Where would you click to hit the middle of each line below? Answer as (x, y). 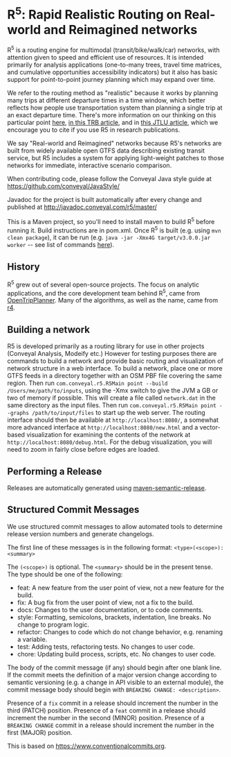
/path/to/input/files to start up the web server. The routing (119, 413)
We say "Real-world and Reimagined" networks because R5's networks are (114, 143)
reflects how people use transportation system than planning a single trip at (115, 108)
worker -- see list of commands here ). (61, 245)
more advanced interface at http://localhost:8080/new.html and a (103, 427)
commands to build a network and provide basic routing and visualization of (115, 361)
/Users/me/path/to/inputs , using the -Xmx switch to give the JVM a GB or (113, 391)
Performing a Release (55, 471)
